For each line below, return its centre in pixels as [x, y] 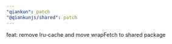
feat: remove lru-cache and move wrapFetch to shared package [86, 34]
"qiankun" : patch [28, 12]
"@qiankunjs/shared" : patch [42, 17]
